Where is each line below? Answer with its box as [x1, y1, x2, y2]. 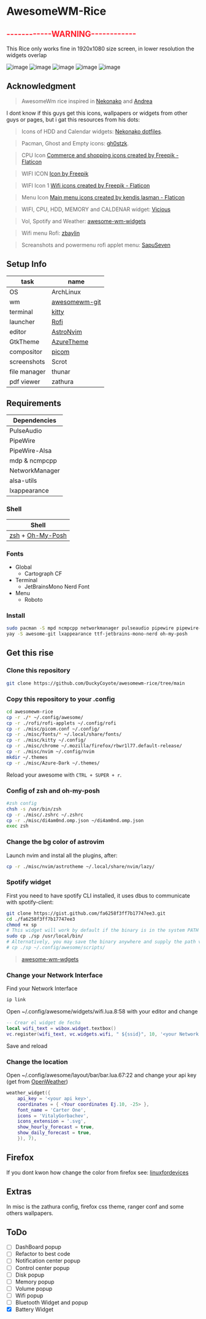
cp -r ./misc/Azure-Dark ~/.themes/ [6, 759, 100, 766]
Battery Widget [15, 1306, 54, 1313]
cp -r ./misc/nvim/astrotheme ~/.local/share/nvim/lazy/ [6, 863, 155, 869]
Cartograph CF [24, 570, 63, 577]
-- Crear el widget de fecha [6, 1020, 81, 1026]
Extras [6, 1186, 32, 1197]
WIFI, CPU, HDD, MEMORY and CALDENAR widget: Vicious [21, 206, 171, 213]
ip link [6, 997, 26, 1003]
